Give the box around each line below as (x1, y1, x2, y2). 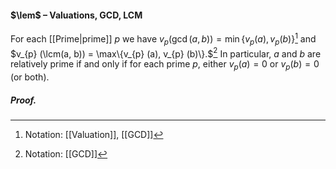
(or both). (10, 71, 50, 83)
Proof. (10, 94, 37, 106)
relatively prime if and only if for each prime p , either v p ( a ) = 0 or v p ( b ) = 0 (10, 58, 320, 73)
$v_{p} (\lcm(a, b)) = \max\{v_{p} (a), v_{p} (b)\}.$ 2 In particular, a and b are (10, 46, 322, 60)
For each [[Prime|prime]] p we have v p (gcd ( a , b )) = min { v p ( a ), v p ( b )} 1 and (10, 31, 317, 47)
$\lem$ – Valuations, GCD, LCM (10, 9, 143, 21)
